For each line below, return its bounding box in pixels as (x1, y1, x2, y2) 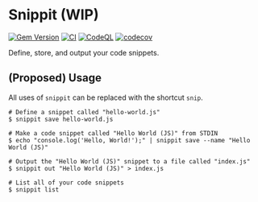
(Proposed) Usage (8, 71, 102, 85)
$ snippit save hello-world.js (8, 115, 114, 123)
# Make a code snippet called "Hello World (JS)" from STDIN (8, 129, 218, 138)
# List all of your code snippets (8, 179, 125, 187)
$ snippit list (8, 185, 60, 194)
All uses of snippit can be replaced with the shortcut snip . (8, 93, 203, 102)
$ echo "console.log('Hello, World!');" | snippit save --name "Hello (8, 136, 251, 144)
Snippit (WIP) (8, 6, 99, 24)
